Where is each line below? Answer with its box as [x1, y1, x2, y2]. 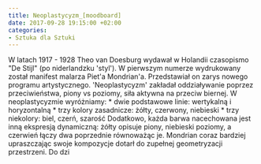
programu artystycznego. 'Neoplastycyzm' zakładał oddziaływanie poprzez [8, 80, 254, 90]
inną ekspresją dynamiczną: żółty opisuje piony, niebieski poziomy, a [8, 122, 232, 132]
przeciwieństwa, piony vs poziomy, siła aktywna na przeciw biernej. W [8, 88, 238, 99]
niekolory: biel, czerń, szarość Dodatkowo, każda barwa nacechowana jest [8, 114, 252, 123]
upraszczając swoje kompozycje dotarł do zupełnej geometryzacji [8, 139, 223, 148]
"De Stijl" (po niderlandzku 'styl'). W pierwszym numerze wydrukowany [8, 64, 241, 73]
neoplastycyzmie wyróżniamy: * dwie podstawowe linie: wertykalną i [8, 97, 232, 106]
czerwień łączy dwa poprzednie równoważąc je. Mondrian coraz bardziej [8, 131, 246, 140]
